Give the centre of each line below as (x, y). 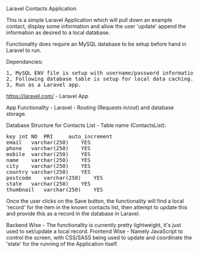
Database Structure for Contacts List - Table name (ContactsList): (86, 125)
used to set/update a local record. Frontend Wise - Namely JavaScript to (95, 231)
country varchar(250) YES (48, 172)
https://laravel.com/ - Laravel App (47, 96)
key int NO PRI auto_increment (59, 136)
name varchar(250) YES (48, 160)
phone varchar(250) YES (48, 148)
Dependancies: (25, 62)
